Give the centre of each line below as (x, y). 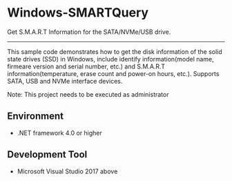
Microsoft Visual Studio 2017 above (67, 171)
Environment (36, 116)
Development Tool (47, 154)
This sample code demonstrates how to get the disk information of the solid (115, 51)
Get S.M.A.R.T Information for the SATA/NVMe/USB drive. (89, 32)
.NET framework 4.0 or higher (59, 133)
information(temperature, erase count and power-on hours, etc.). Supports (113, 73)
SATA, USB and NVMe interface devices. (65, 81)
